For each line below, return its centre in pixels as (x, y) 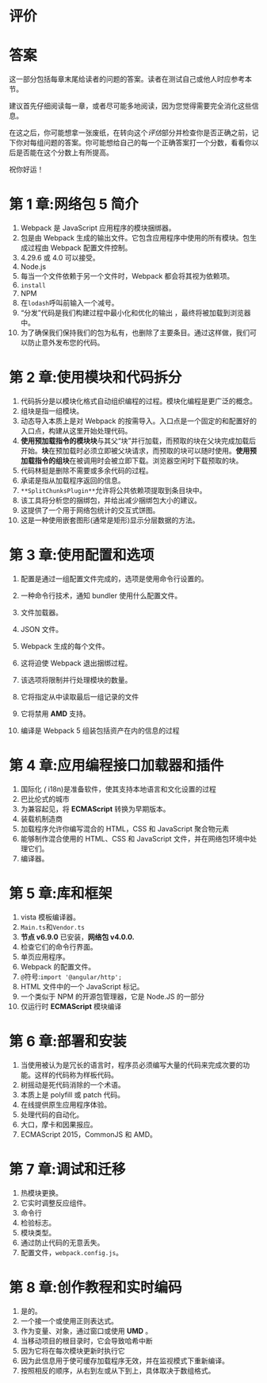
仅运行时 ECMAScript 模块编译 (71, 1006)
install (33, 286)
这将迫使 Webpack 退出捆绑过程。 (76, 663)
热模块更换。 (41, 1192)
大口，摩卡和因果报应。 (59, 1124)
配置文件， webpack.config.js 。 (72, 1252)
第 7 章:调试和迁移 (67, 1169)
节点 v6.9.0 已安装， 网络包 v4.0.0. (77, 937)
